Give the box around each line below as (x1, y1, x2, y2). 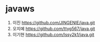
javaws (5, 3, 35, 14)
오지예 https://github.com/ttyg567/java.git (12, 25, 96, 31)
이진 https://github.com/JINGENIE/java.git (12, 20, 95, 25)
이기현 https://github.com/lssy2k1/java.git (12, 31, 95, 37)
